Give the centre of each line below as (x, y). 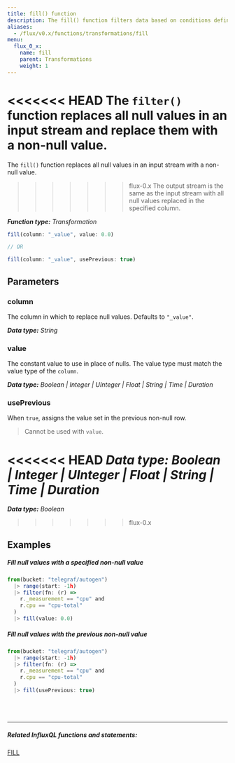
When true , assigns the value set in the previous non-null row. (97, 418)
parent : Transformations (56, 60)
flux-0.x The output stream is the (176, 186)
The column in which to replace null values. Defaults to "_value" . (100, 317)
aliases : (20, 27)
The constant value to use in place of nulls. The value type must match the (115, 364)
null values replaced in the (167, 200)
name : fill (36, 53)
